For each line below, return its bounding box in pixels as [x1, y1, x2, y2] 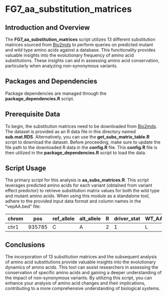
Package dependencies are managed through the [5, 90, 107, 96]
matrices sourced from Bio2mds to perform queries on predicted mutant [5, 42, 153, 48]
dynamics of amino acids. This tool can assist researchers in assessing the [5, 264, 159, 270]
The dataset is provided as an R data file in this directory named [5, 128, 136, 135]
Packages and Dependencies [5, 77, 97, 85]
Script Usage [5, 164, 46, 172]
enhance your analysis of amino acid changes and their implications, [5, 280, 146, 286]
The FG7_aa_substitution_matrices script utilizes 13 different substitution [5, 36, 156, 42]
